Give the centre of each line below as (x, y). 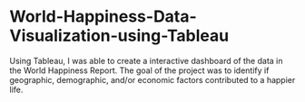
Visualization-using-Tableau (119, 36)
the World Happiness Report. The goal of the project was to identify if (139, 70)
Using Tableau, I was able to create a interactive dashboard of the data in (146, 60)
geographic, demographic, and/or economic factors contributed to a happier (152, 79)
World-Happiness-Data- (103, 17)
